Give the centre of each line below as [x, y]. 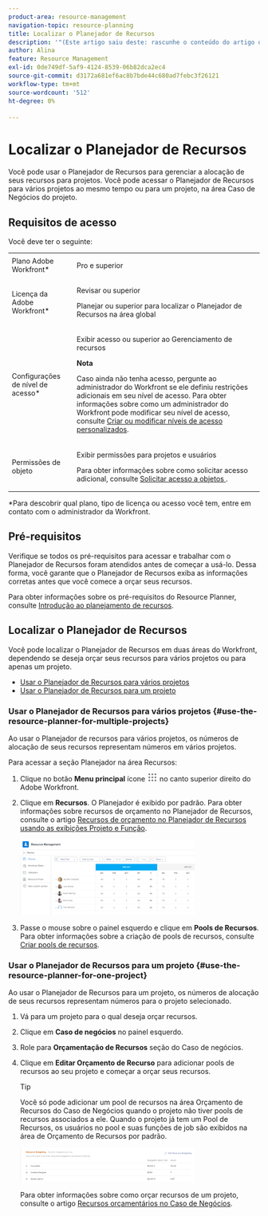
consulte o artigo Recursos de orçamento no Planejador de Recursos [133, 819]
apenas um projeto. [40, 667]
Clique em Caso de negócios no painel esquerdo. [101, 1032]
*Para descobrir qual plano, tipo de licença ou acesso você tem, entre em [130, 503]
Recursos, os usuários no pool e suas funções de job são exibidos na [134, 1127]
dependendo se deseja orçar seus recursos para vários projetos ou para [127, 658]
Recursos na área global [116, 314]
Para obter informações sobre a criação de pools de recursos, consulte [137, 936]
